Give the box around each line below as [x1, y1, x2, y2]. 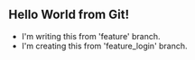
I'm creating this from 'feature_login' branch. [21, 40, 188, 51]
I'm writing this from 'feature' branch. [21, 30, 161, 41]
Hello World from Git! [8, 7, 130, 22]
